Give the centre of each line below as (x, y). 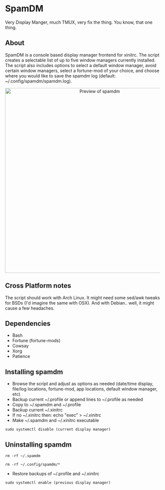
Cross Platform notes (38, 286)
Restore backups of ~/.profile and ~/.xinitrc (56, 473)
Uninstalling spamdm (39, 444)
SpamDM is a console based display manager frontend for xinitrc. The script (82, 55)
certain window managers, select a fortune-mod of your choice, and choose (82, 70)
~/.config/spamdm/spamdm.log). (39, 81)
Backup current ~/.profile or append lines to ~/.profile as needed (78, 399)
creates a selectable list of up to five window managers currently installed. (80, 60)
